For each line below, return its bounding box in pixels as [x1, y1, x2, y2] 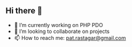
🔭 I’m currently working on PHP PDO [14, 21, 103, 28]
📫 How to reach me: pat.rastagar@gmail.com [14, 34, 126, 41]
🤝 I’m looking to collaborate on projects [14, 28, 110, 35]
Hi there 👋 [5, 6, 43, 16]
